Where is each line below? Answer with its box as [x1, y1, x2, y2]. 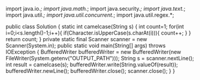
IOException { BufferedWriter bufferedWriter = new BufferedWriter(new [5, 48, 181, 56]
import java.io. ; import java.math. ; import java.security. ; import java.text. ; [5, 5, 186, 12]
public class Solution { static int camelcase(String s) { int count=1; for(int [5, 23, 184, 30]
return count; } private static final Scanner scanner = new [5, 36, 147, 42]
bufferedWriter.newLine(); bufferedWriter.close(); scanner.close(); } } [5, 67, 175, 74]
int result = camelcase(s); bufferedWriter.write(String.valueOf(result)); [5, 61, 178, 68]
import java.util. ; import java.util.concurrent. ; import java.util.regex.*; [5, 11, 174, 19]
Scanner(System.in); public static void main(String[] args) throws [5, 42, 166, 49]
